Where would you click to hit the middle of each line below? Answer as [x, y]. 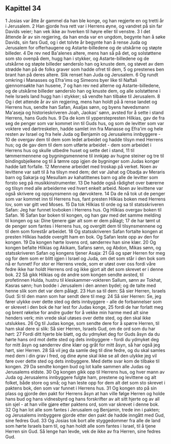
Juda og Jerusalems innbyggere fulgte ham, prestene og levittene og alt [81, 377]
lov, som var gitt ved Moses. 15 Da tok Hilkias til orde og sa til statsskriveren [85, 204]
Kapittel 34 [23, 8]
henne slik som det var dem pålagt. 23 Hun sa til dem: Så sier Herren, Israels [85, 291]
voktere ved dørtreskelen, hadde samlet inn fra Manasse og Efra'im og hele [84, 129]
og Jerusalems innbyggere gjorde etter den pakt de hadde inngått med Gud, [85, 415]
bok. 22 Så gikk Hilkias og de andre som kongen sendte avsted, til [75, 275]
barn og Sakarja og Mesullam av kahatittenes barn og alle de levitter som [82, 177]
